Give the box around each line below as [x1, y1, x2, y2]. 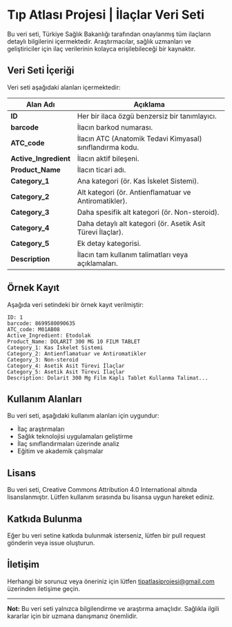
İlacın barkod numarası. [77, 122, 153, 132]
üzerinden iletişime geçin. [7, 584, 81, 592]
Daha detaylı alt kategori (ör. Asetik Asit [77, 218, 206, 228]
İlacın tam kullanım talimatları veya [77, 249, 188, 259]
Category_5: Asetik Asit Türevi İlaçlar [7, 368, 126, 376]
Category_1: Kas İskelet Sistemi [7, 344, 104, 351]
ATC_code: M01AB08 [7, 326, 60, 333]
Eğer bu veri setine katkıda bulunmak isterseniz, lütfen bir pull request [7, 531, 206, 540]
